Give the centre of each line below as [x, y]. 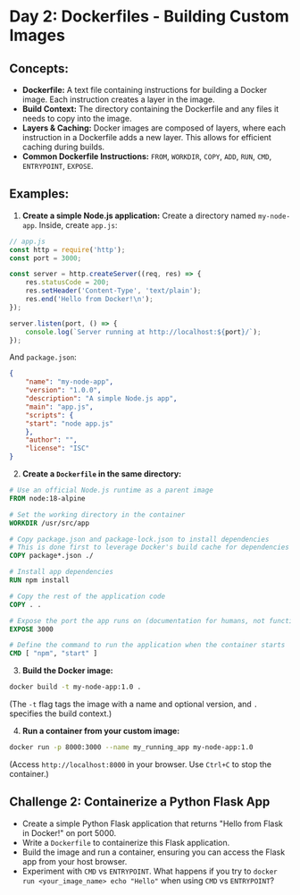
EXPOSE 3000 [31, 629]
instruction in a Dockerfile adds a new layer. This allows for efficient [147, 137]
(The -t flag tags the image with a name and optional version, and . [133, 705]
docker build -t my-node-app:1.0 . [75, 687]
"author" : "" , [51, 440]
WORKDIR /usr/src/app [50, 523]
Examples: [39, 194]
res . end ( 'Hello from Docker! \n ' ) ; [89, 300]
